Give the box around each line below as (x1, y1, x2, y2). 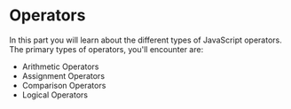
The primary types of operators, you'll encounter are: (9, 43, 204, 54)
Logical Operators (21, 90, 89, 100)
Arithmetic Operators (21, 61, 99, 72)
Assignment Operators (21, 70, 105, 81)
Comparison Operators (21, 80, 106, 90)
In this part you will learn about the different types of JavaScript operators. (9, 35, 282, 45)
